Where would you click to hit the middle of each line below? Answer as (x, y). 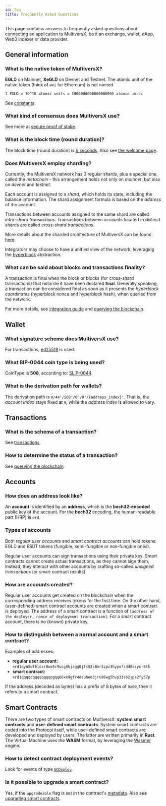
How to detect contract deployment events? (59, 758)
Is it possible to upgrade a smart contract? (57, 782)
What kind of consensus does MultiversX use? (62, 116)
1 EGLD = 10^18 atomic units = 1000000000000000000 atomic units (74, 94)
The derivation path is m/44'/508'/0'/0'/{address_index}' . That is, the (77, 397)
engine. (13, 746)
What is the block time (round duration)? (55, 139)
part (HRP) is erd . (23, 517)
